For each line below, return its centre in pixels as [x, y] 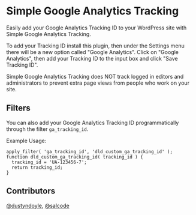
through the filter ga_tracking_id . [47, 129]
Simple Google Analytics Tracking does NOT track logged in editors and [95, 76]
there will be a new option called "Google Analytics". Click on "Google [92, 52]
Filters [19, 108]
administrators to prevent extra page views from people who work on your [98, 83]
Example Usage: [26, 141]
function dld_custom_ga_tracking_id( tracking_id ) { [75, 157]
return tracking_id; [37, 167]
